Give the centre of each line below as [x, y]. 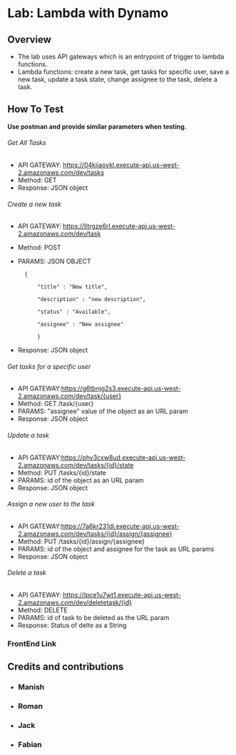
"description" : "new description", [91, 300]
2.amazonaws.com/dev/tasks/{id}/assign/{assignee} [95, 534]
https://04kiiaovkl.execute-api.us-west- [121, 165]
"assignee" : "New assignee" [80, 325]
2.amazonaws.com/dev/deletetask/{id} [75, 603]
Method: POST [39, 248]
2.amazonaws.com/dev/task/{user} [70, 396]
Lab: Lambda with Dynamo [88, 13]
